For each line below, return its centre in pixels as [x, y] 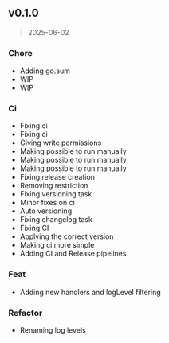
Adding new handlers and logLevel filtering [90, 292]
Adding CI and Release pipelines [73, 254]
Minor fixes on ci [47, 203]
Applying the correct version [67, 236]
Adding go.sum [45, 71]
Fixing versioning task [56, 194]
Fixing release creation [57, 177]
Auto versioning [46, 211]
